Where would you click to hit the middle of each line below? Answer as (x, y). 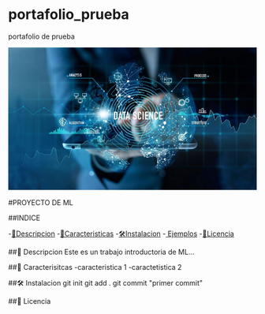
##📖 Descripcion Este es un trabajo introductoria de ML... (101, 252)
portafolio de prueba (41, 36)
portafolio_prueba (69, 15)
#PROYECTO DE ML (41, 202)
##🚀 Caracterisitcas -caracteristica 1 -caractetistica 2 (95, 267)
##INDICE (24, 218)
